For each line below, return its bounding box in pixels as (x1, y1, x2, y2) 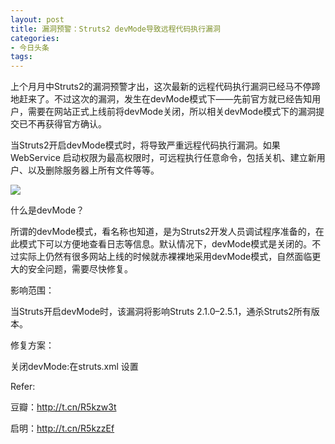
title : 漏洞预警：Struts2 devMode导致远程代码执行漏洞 (10, 24, 221, 34)
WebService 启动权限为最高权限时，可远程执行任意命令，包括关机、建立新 (10, 152, 317, 164)
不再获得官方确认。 (27, 118, 107, 130)
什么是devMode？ (10, 204, 85, 216)
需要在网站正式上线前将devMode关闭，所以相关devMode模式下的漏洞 (27, 106, 317, 118)
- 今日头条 (10, 42, 50, 53)
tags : (10, 52, 33, 62)
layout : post (10, 14, 65, 25)
